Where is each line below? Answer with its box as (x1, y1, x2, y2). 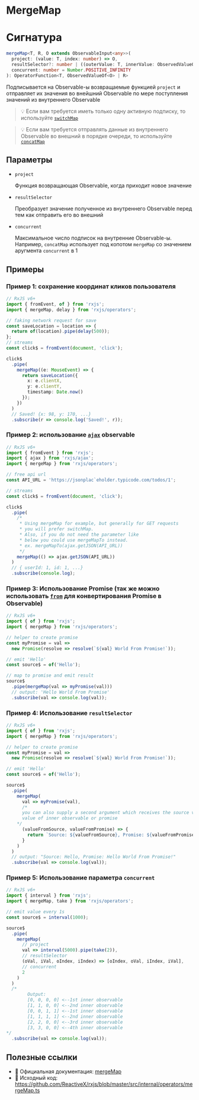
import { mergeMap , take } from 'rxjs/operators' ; (6, 898, 134, 904)
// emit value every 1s (6, 909, 65, 915)
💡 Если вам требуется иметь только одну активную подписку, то (20, 108, 186, 115)
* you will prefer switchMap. (19, 526, 94, 532)
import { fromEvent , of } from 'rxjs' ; (6, 301, 105, 307)
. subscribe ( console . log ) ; (11, 570, 76, 577)
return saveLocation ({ (21, 372, 78, 378)
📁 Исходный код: (14, 1074, 58, 1081)
